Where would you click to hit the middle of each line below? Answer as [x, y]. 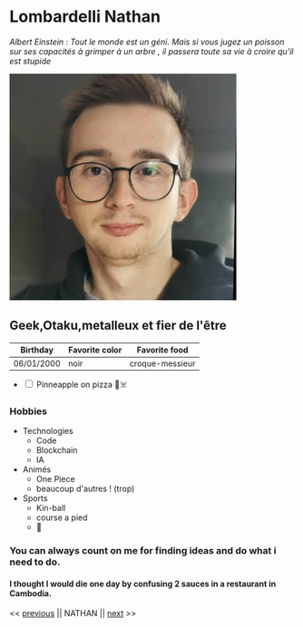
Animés [37, 469]
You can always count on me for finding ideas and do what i [143, 551]
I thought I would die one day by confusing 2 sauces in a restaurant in [143, 584]
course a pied [62, 517]
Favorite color [95, 350]
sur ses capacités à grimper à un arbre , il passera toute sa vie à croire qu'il [151, 51]
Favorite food [162, 350]
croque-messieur [162, 363]
